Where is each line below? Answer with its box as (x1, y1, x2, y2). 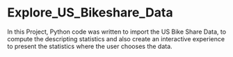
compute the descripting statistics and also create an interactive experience (7, 34, 225, 43)
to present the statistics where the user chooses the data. (7, 42, 172, 50)
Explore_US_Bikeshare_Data (7, 5, 173, 21)
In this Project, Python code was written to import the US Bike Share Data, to (7, 27, 227, 36)
